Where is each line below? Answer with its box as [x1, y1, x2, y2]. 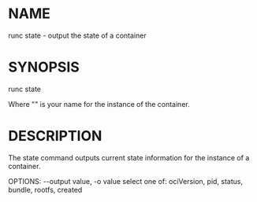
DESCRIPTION [8, 127, 102, 145]
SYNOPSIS [8, 58, 80, 76]
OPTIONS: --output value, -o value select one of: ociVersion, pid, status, [8, 176, 244, 185]
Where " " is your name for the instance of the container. [8, 99, 191, 108]
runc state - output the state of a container [8, 31, 147, 40]
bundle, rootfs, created [8, 185, 83, 194]
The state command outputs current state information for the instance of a [8, 152, 250, 162]
